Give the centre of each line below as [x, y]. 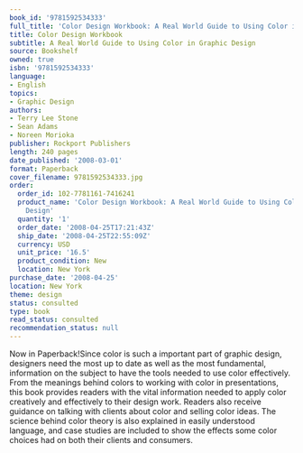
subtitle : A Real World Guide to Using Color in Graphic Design [133, 43]
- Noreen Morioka [42, 135]
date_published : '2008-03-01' [66, 160]
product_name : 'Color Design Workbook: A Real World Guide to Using [149, 203]
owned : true [32, 60]
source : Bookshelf [44, 51]
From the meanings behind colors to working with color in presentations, [144, 383]
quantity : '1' [44, 219]
